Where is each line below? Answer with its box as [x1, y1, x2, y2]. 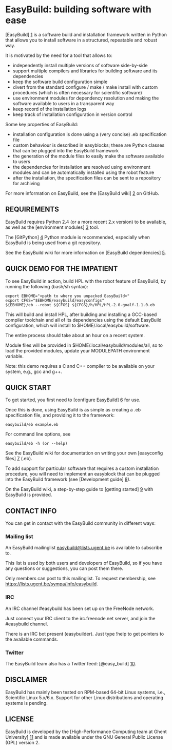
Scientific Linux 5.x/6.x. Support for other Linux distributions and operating [5, 694, 163, 701]
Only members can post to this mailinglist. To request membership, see [5, 576, 156, 582]
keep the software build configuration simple [12, 78, 108, 85]
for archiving [12, 180, 40, 186]
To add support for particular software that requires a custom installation [5, 465, 159, 471]
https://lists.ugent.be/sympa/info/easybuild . [5, 581, 98, 587]
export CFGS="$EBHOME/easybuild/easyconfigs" [5, 298, 104, 303]
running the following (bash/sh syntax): [5, 283, 88, 289]
